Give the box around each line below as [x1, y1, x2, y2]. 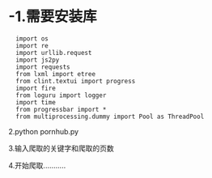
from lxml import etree [15, 70, 95, 78]
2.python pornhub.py [8, 126, 79, 136]
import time [15, 98, 57, 106]
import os [15, 34, 49, 43]
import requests [15, 62, 70, 71]
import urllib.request [15, 49, 92, 57]
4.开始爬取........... [8, 160, 66, 170]
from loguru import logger [15, 91, 107, 100]
